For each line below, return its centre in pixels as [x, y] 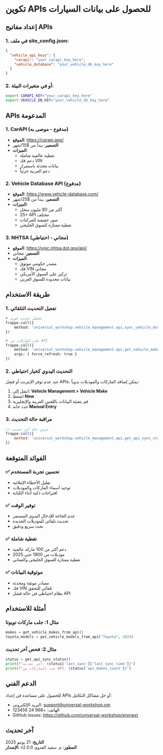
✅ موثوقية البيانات [24, 572]
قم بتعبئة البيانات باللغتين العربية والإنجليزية [50, 401]
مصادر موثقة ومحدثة [31, 583]
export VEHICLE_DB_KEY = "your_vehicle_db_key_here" [58, 101]
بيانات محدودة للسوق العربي [45, 279]
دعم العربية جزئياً [35, 171]
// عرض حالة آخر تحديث [27, 429]
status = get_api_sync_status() [38, 659]
